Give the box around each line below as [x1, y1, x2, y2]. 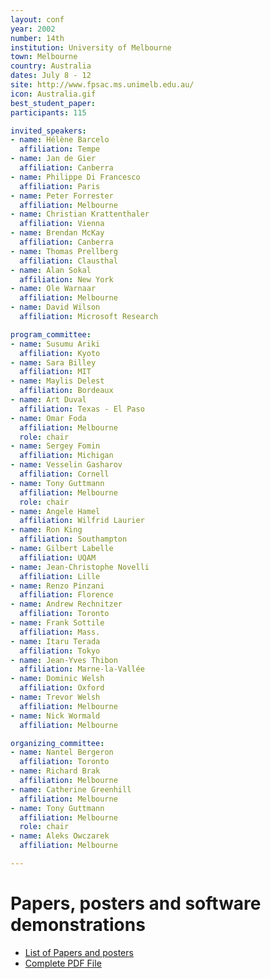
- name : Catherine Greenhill [10, 784, 132, 795]
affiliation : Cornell [19, 469, 110, 479]
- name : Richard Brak [10, 766, 101, 776]
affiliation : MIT [19, 367, 92, 377]
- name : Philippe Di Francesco [10, 172, 141, 182]
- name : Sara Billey [10, 357, 97, 368]
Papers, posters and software [10, 892, 262, 915]
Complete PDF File [24, 957, 102, 969]
